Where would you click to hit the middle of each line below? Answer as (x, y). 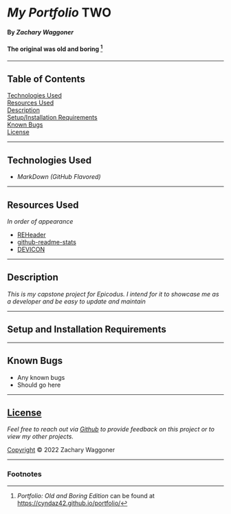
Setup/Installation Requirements (52, 118)
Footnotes (25, 474)
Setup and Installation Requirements (87, 329)
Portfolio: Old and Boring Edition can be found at (86, 495)
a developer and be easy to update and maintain (76, 301)
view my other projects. (41, 437)
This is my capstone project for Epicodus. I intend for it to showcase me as (113, 294)
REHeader (31, 235)
